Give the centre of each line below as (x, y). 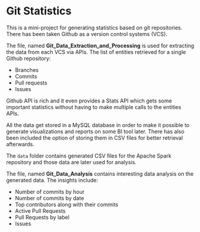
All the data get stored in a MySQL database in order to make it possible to (98, 125)
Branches (27, 70)
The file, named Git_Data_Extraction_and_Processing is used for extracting (100, 46)
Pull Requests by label (42, 217)
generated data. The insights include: (52, 180)
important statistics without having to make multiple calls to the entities (94, 107)
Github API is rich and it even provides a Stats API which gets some (89, 101)
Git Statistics (39, 11)
